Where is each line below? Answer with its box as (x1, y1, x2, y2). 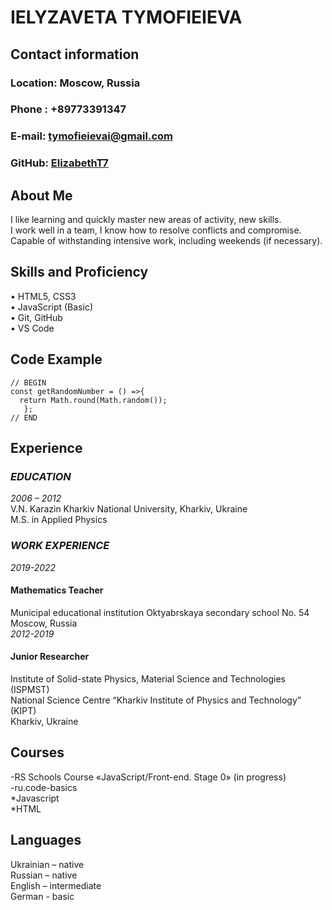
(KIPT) (10, 705, 37, 717)
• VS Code (10, 322, 55, 334)
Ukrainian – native (10, 858, 85, 870)
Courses (10, 744, 65, 761)
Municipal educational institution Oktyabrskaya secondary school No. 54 (10, 606, 310, 618)
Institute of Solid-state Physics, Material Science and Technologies (10, 673, 286, 685)
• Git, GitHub (10, 311, 63, 323)
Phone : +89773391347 (10, 102, 127, 116)
